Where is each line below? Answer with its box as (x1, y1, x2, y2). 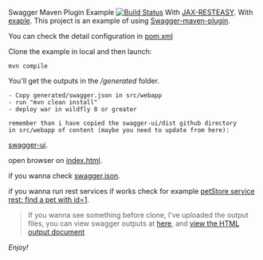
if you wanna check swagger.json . (8, 171, 121, 180)
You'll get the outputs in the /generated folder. (8, 76, 160, 85)
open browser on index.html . (8, 156, 103, 165)
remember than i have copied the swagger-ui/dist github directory (8, 119, 237, 127)
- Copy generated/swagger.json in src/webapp (8, 91, 162, 99)
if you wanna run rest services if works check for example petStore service (8, 187, 255, 196)
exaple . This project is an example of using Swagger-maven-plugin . (8, 16, 231, 25)
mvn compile (8, 62, 48, 70)
